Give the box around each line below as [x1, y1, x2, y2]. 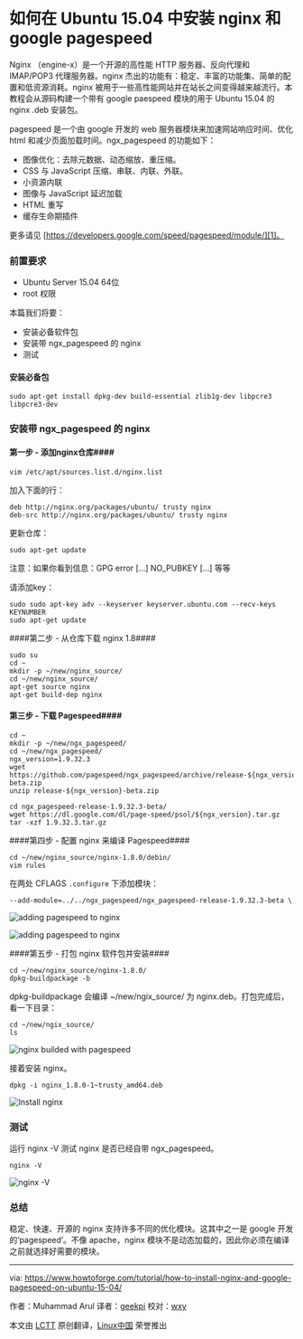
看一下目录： [9, 1002, 57, 1013]
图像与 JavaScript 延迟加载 [22, 187, 123, 199]
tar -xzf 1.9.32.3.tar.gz [9, 817, 106, 827]
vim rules [9, 861, 47, 870]
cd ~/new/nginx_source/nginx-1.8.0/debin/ [9, 853, 171, 862]
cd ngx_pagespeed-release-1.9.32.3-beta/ [9, 802, 168, 811]
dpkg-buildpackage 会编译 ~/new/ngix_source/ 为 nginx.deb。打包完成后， [9, 991, 289, 1002]
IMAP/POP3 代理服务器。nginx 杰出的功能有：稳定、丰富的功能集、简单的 [9, 70, 284, 81]
